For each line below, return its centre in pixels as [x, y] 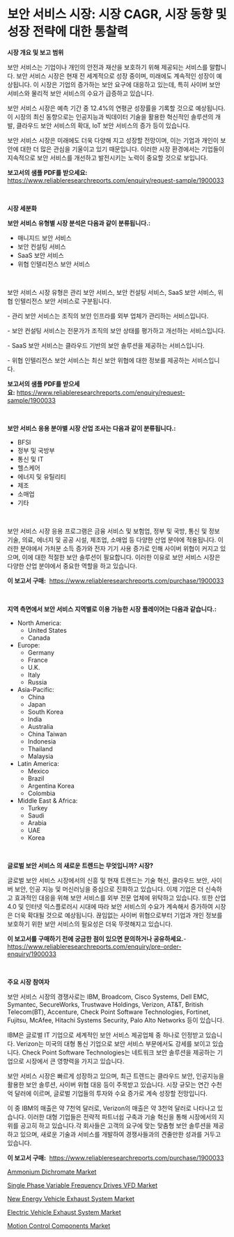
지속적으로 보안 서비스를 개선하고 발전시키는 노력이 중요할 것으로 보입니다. [108, 157]
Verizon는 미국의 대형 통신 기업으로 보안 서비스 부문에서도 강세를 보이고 [114, 1043]
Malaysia [40, 756]
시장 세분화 [22, 208]
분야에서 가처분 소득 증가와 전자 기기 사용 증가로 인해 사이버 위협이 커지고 [119, 548]
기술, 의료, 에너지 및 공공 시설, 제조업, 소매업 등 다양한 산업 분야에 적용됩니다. [112, 539]
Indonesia [42, 741]
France [38, 660]
